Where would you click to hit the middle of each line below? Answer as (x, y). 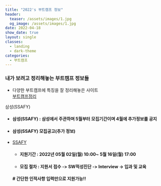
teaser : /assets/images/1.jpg (40, 19)
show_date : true (22, 33)
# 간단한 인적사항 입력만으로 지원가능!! (49, 179)
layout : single (21, 37)
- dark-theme (23, 51)
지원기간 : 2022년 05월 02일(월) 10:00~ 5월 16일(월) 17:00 (78, 154)
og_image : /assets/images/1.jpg (43, 23)
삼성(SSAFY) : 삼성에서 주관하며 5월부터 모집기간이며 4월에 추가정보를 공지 (84, 119)
